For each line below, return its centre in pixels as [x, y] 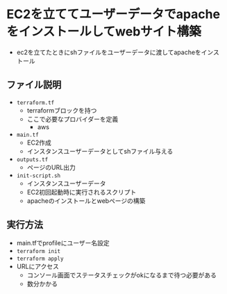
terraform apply [40, 259]
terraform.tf [35, 103]
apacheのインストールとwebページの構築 [86, 201]
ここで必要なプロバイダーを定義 [73, 119]
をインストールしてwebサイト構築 [104, 32]
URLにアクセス [38, 266]
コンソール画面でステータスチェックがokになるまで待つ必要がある [121, 275]
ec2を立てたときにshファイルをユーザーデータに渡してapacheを [109, 52]
